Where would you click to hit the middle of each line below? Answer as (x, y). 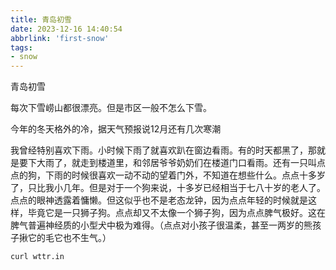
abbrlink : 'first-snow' (60, 38)
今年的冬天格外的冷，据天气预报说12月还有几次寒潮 (116, 129)
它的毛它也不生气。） (69, 238)
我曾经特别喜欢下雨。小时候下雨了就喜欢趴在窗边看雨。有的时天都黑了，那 (163, 150)
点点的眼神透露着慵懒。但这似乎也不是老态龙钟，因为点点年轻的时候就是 (159, 200)
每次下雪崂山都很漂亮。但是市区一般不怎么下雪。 (111, 108)
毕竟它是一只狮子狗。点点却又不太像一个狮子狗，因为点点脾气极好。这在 (176, 213)
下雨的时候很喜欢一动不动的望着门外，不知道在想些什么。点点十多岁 (185, 175)
